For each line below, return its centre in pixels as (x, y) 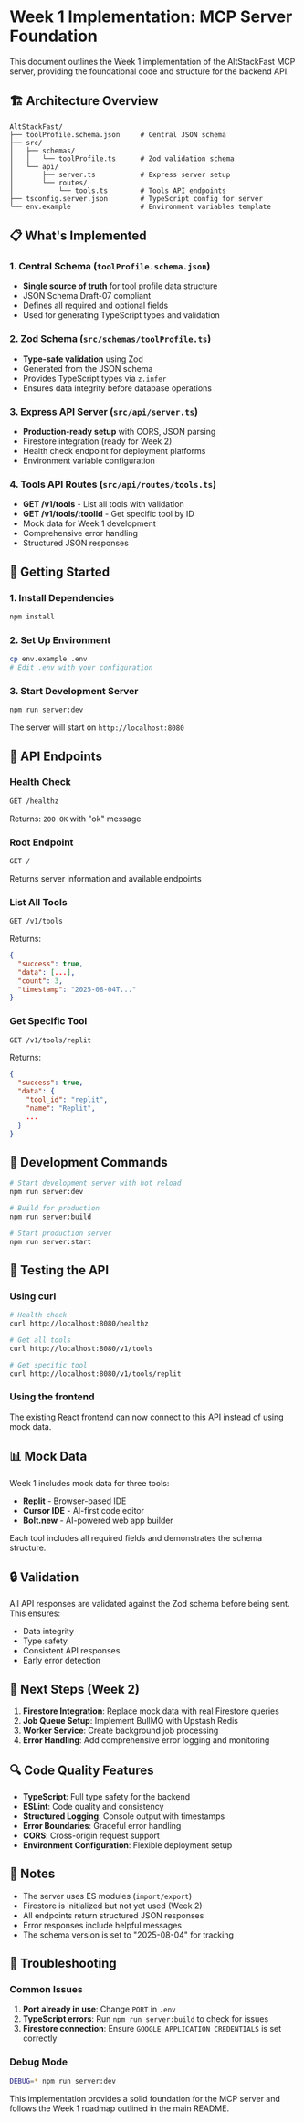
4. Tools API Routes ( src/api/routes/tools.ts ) (113, 484)
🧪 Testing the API (59, 1270)
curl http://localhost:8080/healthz (79, 1324)
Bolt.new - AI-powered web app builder (98, 1520)
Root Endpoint (42, 842)
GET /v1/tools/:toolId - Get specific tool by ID (108, 514)
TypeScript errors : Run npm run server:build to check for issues (146, 2019)
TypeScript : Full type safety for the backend (106, 1796)
